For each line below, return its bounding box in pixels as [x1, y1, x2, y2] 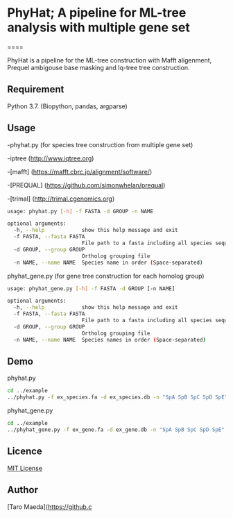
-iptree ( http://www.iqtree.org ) [7, 154, 94, 162]
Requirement [7, 83, 64, 95]
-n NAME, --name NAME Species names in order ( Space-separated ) [13, 336, 207, 343]
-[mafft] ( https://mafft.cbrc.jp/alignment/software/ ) [7, 167, 153, 176]
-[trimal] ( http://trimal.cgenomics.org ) [7, 194, 115, 203]
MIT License [7, 464, 43, 472]
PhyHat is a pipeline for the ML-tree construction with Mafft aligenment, [7, 56, 212, 64]
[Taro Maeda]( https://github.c [7, 502, 92, 511]
